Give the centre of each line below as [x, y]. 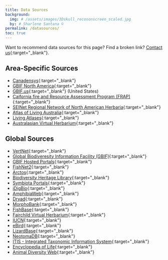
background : [18, 15]
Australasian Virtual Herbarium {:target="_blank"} [63, 123]
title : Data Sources [27, 10]
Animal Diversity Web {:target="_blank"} [53, 252]
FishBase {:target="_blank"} [41, 209]
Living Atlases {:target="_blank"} [46, 118]
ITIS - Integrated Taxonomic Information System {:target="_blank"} [81, 241]
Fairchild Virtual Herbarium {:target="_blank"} [59, 215]
